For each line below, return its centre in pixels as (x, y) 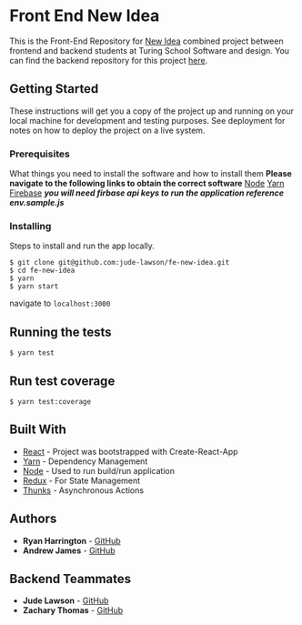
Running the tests (60, 332)
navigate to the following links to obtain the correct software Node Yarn (147, 184)
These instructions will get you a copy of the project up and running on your (151, 111)
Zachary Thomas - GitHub (73, 610)
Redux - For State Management (81, 480)
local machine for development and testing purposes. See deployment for (147, 120)
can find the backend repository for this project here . (109, 60)
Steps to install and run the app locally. (82, 246)
